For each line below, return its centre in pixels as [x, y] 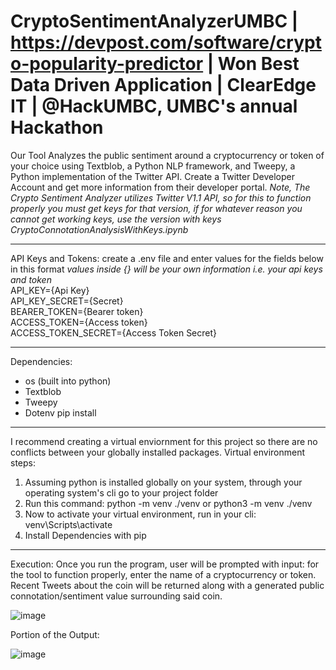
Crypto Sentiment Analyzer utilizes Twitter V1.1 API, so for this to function [161, 197]
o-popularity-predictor [107, 64]
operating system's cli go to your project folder [121, 492]
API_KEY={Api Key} [50, 290]
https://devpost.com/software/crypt [166, 42]
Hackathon [57, 127]
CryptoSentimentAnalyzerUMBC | [154, 21]
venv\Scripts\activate [68, 524]
